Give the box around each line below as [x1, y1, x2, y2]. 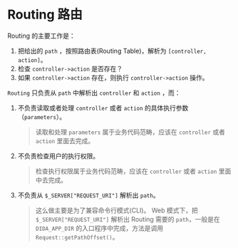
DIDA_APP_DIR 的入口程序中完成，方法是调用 [35, 224, 164, 232]
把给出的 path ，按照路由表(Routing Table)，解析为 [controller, [17, 46, 207, 55]
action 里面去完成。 [35, 136, 95, 145]
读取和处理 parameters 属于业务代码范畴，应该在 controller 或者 [35, 128, 226, 136]
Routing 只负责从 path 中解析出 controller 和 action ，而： [7, 88, 181, 97]
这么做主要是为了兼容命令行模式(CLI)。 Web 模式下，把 [35, 206, 198, 215]
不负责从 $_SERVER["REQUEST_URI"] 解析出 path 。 [17, 190, 160, 200]
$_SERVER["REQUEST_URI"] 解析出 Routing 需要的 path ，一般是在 [35, 215, 220, 223]
